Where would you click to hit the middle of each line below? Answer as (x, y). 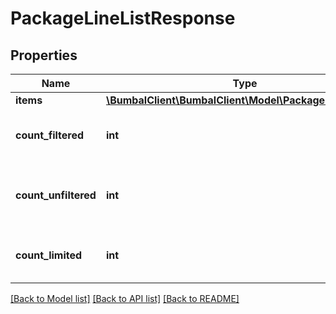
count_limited (49, 255)
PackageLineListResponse (123, 18)
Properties (44, 55)
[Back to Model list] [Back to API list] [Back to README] (125, 298)
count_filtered (50, 135)
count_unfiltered (56, 195)
